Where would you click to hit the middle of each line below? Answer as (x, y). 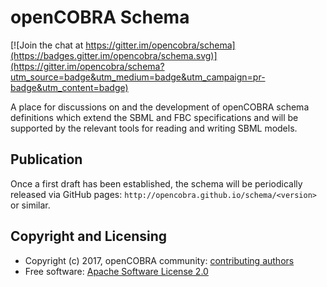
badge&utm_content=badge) (69, 87)
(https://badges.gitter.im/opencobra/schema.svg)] (114, 55)
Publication (46, 159)
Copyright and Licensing (89, 236)
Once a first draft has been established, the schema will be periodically (156, 183)
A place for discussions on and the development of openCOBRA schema (160, 107)
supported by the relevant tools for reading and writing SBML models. (154, 128)
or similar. (30, 205)
